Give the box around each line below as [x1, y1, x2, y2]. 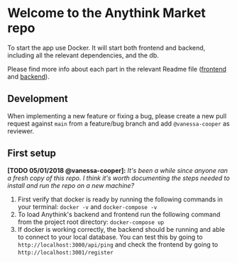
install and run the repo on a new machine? [7, 181, 135, 189]
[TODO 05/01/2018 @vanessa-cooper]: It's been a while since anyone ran [7, 166, 228, 174]
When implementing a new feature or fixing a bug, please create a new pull [7, 111, 227, 120]
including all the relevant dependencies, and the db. [7, 51, 159, 60]
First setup [7, 147, 57, 160]
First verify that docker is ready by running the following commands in [17, 195, 224, 203]
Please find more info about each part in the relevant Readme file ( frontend [7, 65, 227, 73]
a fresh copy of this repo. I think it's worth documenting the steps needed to [7, 174, 231, 182]
